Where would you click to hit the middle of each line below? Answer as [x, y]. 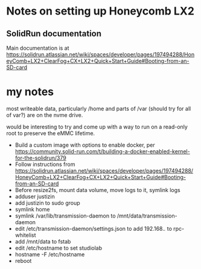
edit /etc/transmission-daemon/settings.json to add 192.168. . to [93, 228]
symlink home [32, 209]
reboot [23, 261]
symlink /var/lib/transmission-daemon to [65, 216]
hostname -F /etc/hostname [50, 254]
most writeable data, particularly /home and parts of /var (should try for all [99, 108]
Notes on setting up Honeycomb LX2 [101, 11]
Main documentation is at [38, 48]
